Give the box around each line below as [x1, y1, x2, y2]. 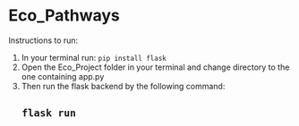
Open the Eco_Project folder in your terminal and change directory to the [21, 62, 290, 72]
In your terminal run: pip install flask [21, 52, 167, 63]
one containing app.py [21, 71, 105, 81]
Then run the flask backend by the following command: [21, 80, 226, 91]
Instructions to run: [8, 35, 79, 46]
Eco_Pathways [8, 5, 120, 26]
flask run [21, 106, 77, 120]
